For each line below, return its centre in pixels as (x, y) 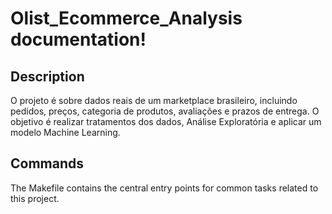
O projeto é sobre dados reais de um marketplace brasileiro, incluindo (154, 100)
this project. (35, 198)
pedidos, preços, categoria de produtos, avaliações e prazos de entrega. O (165, 111)
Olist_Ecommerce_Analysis (126, 18)
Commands (47, 163)
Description (47, 76)
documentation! (78, 39)
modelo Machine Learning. (65, 132)
